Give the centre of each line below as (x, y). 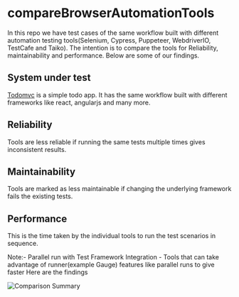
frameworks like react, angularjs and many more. (79, 102)
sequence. (23, 244)
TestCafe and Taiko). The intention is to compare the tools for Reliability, (113, 48)
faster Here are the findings (48, 272)
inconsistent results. (37, 149)
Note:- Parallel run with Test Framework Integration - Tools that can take (113, 257)
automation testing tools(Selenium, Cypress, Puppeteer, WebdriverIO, (109, 40)
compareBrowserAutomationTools (111, 13)
